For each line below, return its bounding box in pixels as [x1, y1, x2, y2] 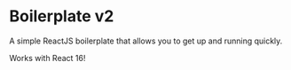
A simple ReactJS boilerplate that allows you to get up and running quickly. [9, 35, 283, 46]
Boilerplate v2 [9, 6, 114, 27]
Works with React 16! [9, 52, 86, 63]
